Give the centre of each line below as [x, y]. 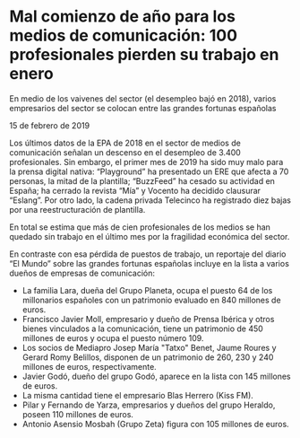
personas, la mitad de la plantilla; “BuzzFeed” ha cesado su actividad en [142, 180]
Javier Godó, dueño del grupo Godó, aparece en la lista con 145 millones [156, 376]
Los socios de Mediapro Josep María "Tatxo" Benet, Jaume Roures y [149, 347]
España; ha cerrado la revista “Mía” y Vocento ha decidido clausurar [135, 190]
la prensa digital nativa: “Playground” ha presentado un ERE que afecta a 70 [149, 171]
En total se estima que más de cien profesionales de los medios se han [140, 227]
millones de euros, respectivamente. [89, 366]
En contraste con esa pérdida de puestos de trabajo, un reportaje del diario [148, 254]
